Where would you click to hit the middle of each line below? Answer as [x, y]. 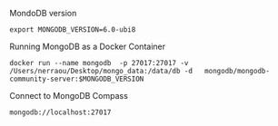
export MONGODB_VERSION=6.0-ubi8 [73, 30]
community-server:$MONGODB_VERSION [77, 79]
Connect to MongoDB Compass [69, 96]
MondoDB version [43, 13]
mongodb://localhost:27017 [60, 112]
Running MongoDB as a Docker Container [88, 46]
